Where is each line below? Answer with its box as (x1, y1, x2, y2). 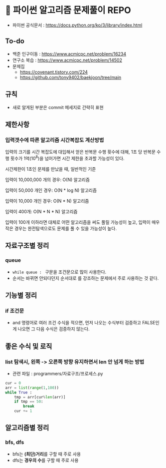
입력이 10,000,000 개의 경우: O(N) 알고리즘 (5, 176, 90, 183)
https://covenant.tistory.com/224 (19, 69, 88, 75)
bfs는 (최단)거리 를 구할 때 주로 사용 (12, 451, 81, 457)
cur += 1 (14, 408, 32, 413)
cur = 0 (5, 380, 21, 385)
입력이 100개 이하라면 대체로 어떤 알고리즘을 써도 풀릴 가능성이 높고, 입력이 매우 (5, 219, 160, 225)
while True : (5, 390, 32, 395)
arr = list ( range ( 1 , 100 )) (5, 385, 59, 390)
